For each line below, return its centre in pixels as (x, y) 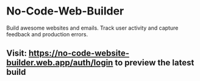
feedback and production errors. (47, 34)
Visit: (17, 53)
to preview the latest (155, 63)
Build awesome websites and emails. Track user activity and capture (92, 28)
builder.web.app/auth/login (60, 63)
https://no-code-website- (79, 53)
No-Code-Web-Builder (65, 11)
